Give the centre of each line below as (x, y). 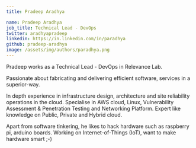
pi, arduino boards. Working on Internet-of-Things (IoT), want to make (91, 132)
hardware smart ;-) (29, 139)
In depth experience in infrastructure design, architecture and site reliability (98, 96)
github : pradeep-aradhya (37, 44)
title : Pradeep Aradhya (36, 12)
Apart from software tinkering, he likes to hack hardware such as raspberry (98, 126)
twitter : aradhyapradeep (37, 33)
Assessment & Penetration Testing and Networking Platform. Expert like (94, 108)
